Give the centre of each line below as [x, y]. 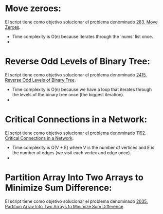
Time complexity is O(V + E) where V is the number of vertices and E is [83, 147]
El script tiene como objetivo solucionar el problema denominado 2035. [77, 201]
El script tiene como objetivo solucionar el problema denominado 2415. [76, 75]
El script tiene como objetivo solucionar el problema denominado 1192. [76, 133]
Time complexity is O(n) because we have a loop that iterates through [82, 89]
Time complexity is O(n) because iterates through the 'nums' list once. [82, 36]
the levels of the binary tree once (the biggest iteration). [68, 94]
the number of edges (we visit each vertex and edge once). [72, 152]
